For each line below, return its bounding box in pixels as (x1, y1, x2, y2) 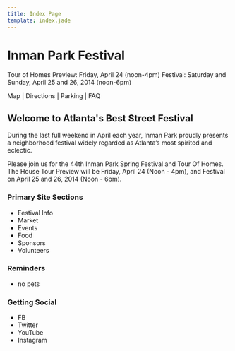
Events (17, 223, 38, 232)
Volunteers (17, 246, 49, 254)
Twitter (17, 321, 39, 329)
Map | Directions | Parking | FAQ (7, 92, 101, 100)
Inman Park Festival (7, 47, 126, 64)
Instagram (17, 336, 47, 345)
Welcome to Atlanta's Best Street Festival (7, 112, 193, 124)
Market (17, 216, 39, 225)
